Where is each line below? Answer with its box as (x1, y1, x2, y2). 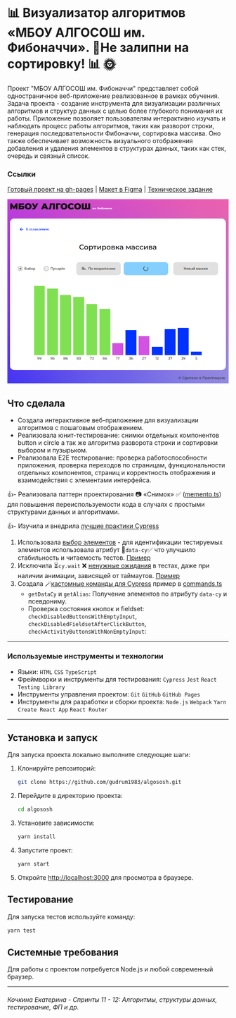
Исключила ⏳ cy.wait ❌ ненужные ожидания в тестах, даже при (17, 561, 210, 570)
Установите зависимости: (17, 818, 95, 828)
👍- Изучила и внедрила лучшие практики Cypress (7, 522, 159, 530)
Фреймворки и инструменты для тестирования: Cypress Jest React (17, 675, 217, 683)
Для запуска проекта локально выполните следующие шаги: (7, 751, 191, 759)
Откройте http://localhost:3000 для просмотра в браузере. (17, 873, 194, 881)
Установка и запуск (7, 732, 98, 744)
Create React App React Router (17, 706, 108, 713)
